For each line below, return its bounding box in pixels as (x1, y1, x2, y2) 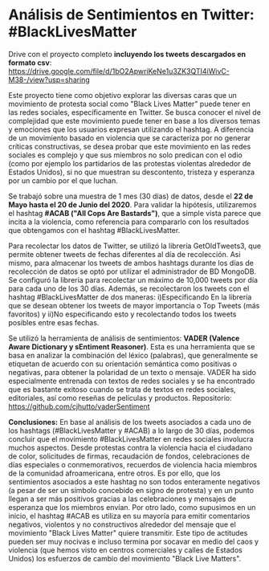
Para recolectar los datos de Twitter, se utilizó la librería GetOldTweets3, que (8, 241, 262, 251)
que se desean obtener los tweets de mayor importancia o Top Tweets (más (8, 300, 260, 310)
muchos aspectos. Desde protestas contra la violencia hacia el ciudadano (8, 443, 253, 452)
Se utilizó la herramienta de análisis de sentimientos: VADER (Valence (8, 333, 240, 343)
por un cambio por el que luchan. (8, 175, 118, 186)
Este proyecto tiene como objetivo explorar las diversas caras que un (8, 90, 237, 100)
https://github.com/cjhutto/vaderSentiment (8, 402, 150, 411)
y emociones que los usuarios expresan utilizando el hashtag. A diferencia (8, 124, 255, 134)
